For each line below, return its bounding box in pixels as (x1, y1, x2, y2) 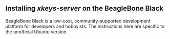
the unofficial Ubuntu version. (5, 28, 68, 35)
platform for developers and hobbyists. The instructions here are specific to (5, 23, 165, 29)
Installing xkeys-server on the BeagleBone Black (5, 4, 164, 13)
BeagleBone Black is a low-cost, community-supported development (5, 17, 151, 24)
